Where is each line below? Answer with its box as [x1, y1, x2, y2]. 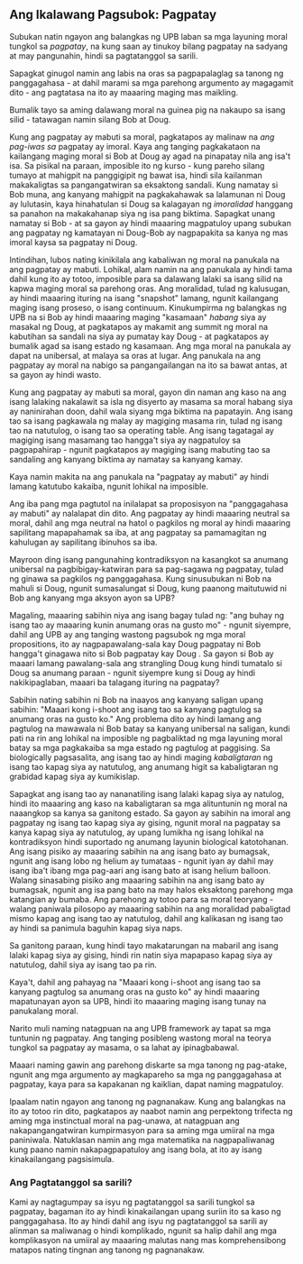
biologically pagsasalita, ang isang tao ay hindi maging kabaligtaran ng [9, 752, 273, 763]
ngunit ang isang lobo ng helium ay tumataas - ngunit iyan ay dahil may [9, 856, 274, 866]
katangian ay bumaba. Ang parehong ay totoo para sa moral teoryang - [9, 893, 273, 904]
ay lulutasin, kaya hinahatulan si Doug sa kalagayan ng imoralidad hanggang [9, 198, 293, 209]
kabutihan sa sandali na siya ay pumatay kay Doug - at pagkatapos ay [9, 331, 269, 342]
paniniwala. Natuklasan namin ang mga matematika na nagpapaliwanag [9, 1134, 275, 1145]
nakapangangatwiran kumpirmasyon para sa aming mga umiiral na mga [9, 1124, 275, 1135]
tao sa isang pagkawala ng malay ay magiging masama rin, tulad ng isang [9, 415, 283, 426]
